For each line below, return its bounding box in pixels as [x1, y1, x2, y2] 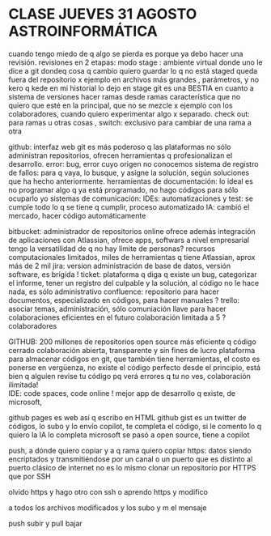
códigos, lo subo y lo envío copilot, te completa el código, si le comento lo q [8, 421, 261, 431]
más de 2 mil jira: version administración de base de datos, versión [8, 261, 231, 270]
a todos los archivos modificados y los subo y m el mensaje [8, 503, 207, 513]
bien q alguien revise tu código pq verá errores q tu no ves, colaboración [8, 371, 251, 381]
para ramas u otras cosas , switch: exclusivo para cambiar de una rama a [8, 117, 252, 127]
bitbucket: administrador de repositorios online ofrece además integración [8, 226, 256, 236]
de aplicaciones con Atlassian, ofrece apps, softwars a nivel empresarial [8, 235, 249, 245]
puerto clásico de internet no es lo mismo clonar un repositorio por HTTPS [8, 462, 256, 472]
